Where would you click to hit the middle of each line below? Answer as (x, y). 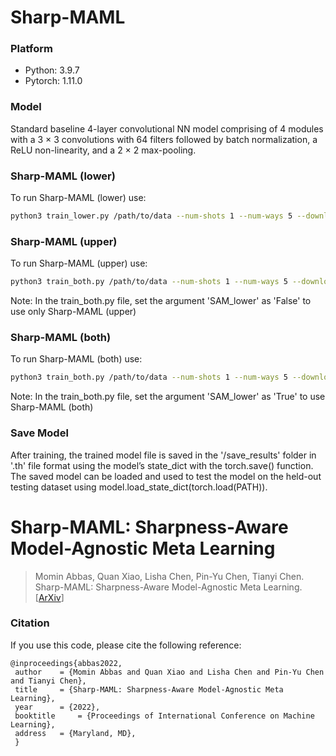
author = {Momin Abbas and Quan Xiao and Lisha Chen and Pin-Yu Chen (169, 672)
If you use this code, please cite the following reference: (126, 645)
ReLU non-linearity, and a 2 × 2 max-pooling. (103, 150)
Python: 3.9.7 (52, 70)
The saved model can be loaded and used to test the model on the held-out (166, 476)
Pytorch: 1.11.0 (53, 81)
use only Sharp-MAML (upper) (73, 312)
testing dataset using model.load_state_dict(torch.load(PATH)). (139, 487)
